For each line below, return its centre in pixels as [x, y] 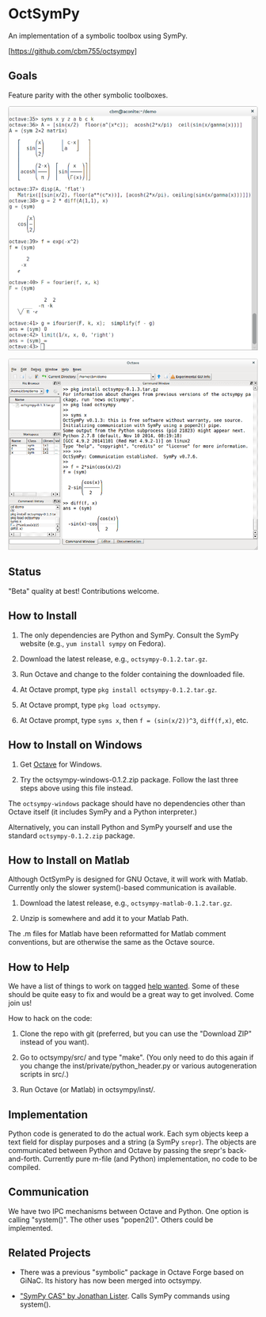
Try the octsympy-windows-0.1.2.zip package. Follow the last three [129, 779]
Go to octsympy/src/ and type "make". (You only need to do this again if [137, 1057]
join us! [20, 1003]
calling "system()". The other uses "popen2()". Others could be [111, 1220]
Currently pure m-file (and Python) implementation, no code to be [150, 1159]
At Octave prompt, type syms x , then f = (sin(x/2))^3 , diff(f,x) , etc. [134, 720]
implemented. [30, 1228]
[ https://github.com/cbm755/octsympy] [72, 51]
